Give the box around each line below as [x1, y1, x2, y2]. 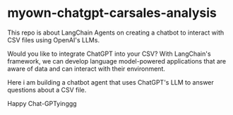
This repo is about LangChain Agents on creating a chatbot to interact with [7, 28, 225, 37]
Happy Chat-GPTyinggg [7, 99, 77, 107]
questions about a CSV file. [7, 85, 87, 94]
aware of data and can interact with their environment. [7, 64, 166, 73]
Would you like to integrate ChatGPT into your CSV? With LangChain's [7, 49, 211, 58]
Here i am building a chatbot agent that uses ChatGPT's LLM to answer [7, 78, 214, 86]
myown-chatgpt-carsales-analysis [7, 5, 217, 21]
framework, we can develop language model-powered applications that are [7, 56, 227, 65]
